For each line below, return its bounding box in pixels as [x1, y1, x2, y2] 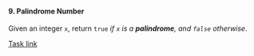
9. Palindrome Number [8, 6, 85, 16]
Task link [8, 39, 38, 49]
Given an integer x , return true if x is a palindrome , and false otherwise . [8, 24, 248, 33]
